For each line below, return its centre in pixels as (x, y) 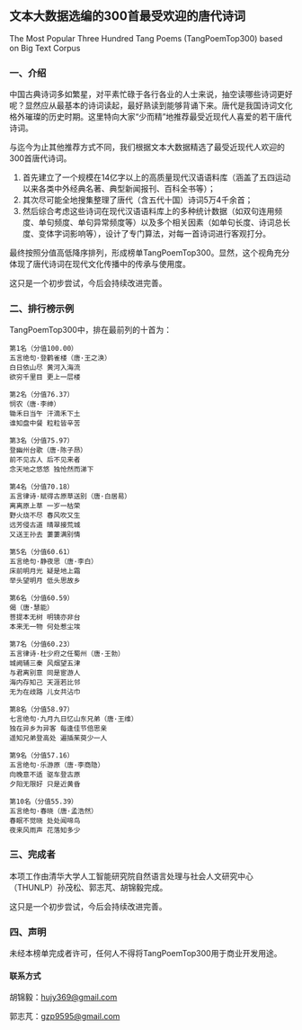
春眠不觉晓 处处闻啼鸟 (45, 821)
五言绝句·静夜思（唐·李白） (54, 562)
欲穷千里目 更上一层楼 (45, 377)
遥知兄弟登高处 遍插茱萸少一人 (58, 739)
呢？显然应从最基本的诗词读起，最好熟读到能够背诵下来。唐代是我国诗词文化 (151, 105)
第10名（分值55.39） (44, 802)
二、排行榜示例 (42, 309)
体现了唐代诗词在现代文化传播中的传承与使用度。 (100, 264)
